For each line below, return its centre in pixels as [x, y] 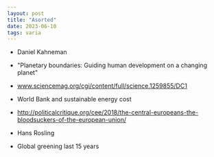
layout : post [26, 13]
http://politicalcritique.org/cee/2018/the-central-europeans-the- [108, 112]
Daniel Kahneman [42, 52]
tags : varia [24, 33]
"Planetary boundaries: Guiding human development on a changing [112, 65]
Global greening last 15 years [58, 146]
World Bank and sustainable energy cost [74, 99]
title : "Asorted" [32, 20]
